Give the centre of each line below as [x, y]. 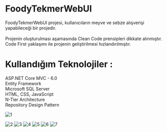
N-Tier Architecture [25, 99]
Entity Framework [23, 83]
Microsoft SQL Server [27, 89]
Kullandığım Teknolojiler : [59, 64]
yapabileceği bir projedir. [31, 28]
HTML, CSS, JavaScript [29, 94]
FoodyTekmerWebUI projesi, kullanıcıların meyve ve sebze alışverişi [75, 23]
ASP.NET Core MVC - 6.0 [31, 78]
